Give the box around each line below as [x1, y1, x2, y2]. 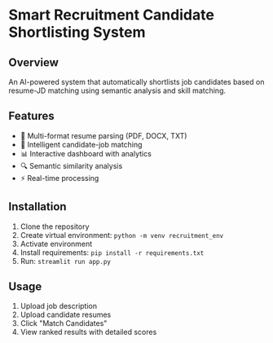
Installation [8, 200, 67, 213]
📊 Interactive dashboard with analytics [20, 148, 152, 158]
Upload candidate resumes [20, 310, 112, 319]
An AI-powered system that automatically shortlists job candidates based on [8, 77, 265, 86]
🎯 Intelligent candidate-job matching [20, 139, 143, 149]
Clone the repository [20, 222, 90, 231]
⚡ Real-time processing [20, 173, 99, 182]
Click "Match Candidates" [20, 319, 108, 328]
